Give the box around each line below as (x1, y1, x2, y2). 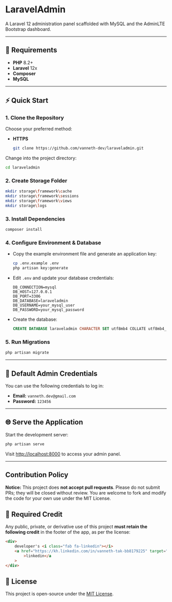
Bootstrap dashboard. (5, 26, 51, 32)
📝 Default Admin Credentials (5, 369, 98, 378)
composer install (5, 227, 42, 232)
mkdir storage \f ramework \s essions (5, 194, 79, 199)
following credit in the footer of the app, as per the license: (5, 529, 131, 535)
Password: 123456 (12, 398, 51, 405)
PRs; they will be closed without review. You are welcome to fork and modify (5, 489, 166, 496)
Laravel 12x (12, 65, 37, 71)
